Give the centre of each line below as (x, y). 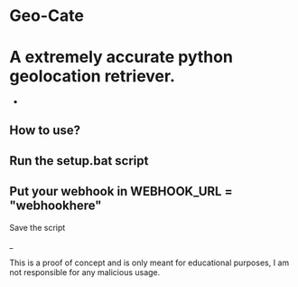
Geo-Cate (47, 16)
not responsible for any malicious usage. (85, 272)
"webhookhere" (56, 206)
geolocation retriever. (93, 77)
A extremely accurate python (121, 57)
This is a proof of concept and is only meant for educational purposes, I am (149, 263)
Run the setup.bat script (79, 161)
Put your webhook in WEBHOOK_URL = (121, 191)
